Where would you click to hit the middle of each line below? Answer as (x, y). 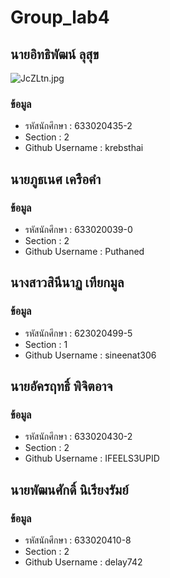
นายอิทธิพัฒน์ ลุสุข (55, 54)
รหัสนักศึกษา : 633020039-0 (78, 229)
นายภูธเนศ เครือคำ (56, 179)
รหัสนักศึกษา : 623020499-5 (78, 333)
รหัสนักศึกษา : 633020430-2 (78, 437)
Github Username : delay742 (83, 562)
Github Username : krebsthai (84, 148)
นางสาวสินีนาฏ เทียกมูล (67, 282)
